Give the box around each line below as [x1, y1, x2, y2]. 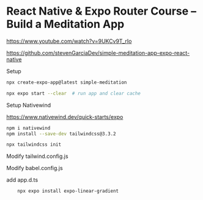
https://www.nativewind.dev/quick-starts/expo [6, 113, 124, 120]
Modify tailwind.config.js [6, 152, 68, 160]
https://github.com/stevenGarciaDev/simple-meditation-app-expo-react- [6, 49, 190, 56]
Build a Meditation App [6, 17, 125, 31]
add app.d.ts [6, 176, 39, 184]
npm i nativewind [6, 125, 51, 131]
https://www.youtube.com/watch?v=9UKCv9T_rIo [6, 37, 132, 45]
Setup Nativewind [6, 101, 51, 109]
